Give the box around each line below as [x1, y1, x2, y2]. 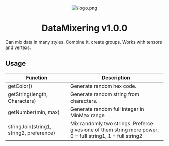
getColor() [8, 82, 33, 89]
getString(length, [8, 91, 48, 98]
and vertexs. [5, 44, 31, 51]
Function [26, 74, 48, 81]
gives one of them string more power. [70, 126, 159, 133]
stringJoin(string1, [8, 123, 52, 130]
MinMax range [70, 112, 105, 119]
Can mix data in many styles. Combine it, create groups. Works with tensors [5, 39, 162, 45]
